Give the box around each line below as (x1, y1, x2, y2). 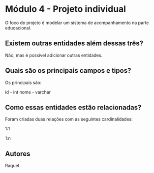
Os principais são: (5, 80, 42, 86)
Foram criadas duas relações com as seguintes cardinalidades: (5, 116, 133, 122)
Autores (5, 149, 31, 158)
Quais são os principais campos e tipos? (5, 66, 131, 75)
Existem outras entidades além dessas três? (5, 39, 144, 48)
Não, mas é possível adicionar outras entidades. (5, 52, 103, 58)
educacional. (5, 25, 31, 30)
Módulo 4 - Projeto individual (5, 3, 126, 15)
